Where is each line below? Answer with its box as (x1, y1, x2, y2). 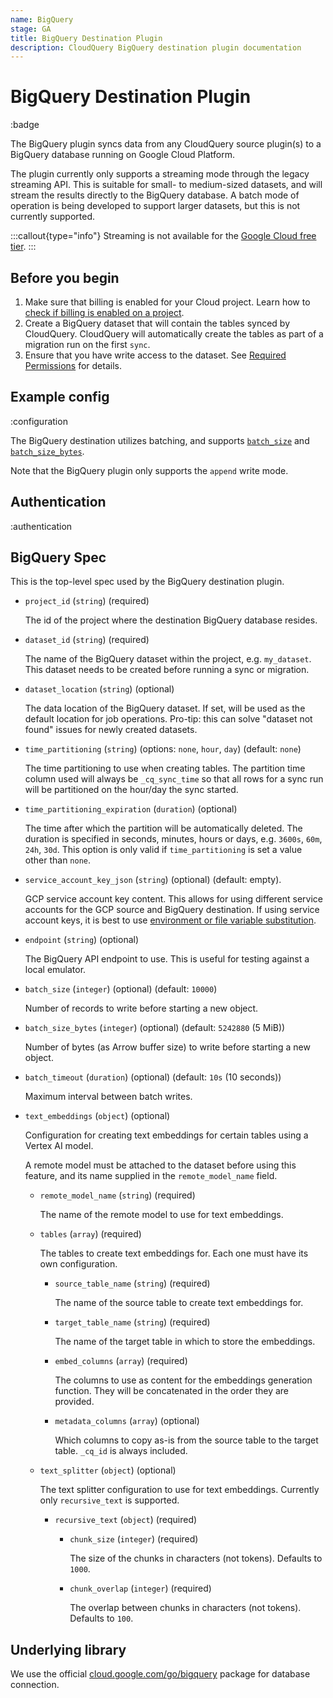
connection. (10, 1679, 60, 1691)
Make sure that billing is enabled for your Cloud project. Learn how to (24, 296, 311, 308)
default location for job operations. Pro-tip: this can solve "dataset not (24, 713, 313, 725)
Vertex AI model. (24, 1140, 94, 1152)
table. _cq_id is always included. (54, 1445, 188, 1457)
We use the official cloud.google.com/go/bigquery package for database (10, 1668, 311, 1680)
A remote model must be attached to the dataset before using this (24, 1159, 297, 1171)
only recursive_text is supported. (39, 1494, 180, 1506)
